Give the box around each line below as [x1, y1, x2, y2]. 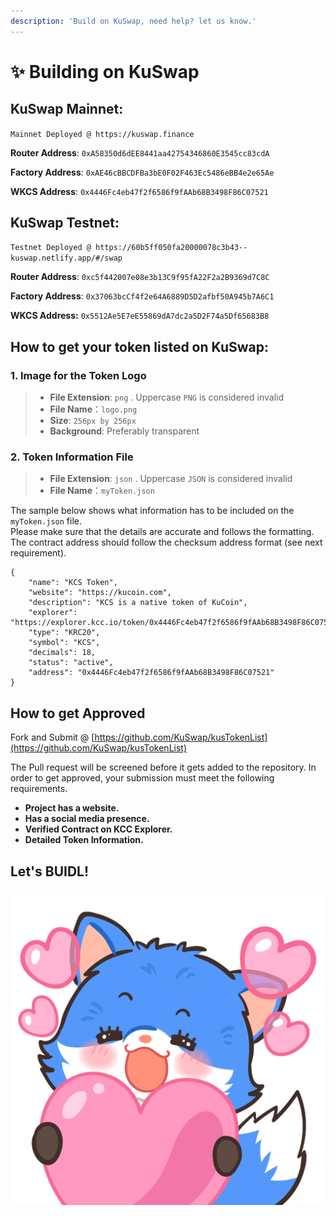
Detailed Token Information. [24, 834, 144, 846]
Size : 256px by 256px [49, 415, 137, 427]
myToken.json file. [10, 515, 83, 527]
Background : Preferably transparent [49, 425, 200, 437]
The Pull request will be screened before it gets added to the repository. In [10, 761, 317, 774]
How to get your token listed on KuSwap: [10, 338, 269, 355]
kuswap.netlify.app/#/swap [10, 253, 123, 264]
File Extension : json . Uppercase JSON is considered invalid [49, 473, 293, 485]
